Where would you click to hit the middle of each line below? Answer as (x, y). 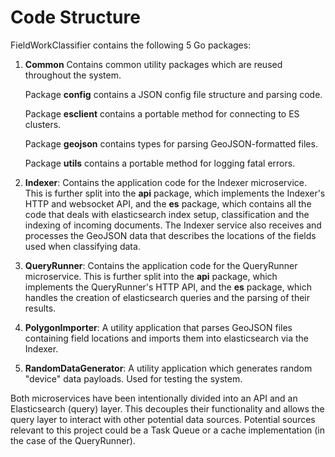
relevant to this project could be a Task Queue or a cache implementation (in (167, 430)
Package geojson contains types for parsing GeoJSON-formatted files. (171, 143)
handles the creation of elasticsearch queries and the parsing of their (167, 297)
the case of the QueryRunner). (73, 440)
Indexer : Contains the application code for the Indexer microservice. (166, 182)
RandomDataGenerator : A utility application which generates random (168, 368)
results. (40, 308)
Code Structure (75, 17)
